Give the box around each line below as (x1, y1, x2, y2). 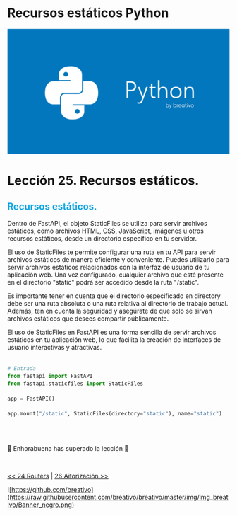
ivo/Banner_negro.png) (7, 500, 75, 509)
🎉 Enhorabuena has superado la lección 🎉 (7, 444, 129, 452)
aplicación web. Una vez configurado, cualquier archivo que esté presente (7, 270, 224, 279)
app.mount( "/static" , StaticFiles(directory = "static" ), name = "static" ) (7, 410, 222, 417)
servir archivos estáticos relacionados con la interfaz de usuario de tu (7, 263, 210, 272)
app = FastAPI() (7, 395, 55, 402)
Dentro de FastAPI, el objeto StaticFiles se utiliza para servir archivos (7, 219, 208, 228)
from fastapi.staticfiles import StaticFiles (7, 380, 143, 387)
